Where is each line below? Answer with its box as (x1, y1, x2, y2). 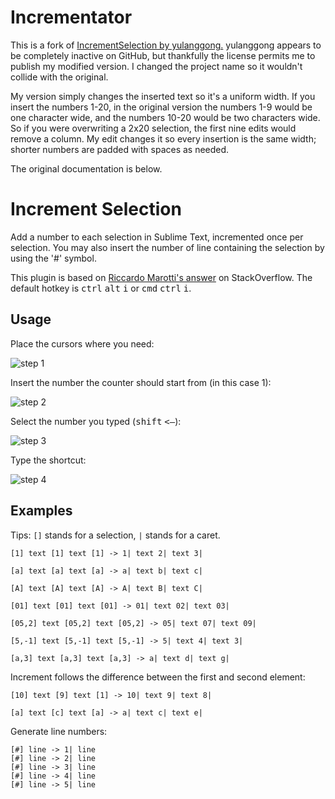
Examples (10, 502, 73, 520)
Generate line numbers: (10, 725, 108, 737)
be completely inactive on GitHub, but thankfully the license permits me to (10, 49, 316, 61)
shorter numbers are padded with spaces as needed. (10, 143, 230, 155)
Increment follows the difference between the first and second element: (10, 671, 306, 683)
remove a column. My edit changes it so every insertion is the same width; (10, 132, 317, 145)
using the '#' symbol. (10, 252, 97, 264)
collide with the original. (10, 71, 109, 83)
